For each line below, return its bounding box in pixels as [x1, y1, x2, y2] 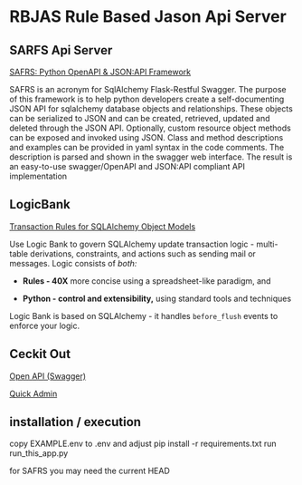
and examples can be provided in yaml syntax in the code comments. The [9, 142, 285, 152]
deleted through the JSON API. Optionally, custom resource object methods [9, 122, 291, 133]
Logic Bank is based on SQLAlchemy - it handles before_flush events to [9, 310, 278, 321]
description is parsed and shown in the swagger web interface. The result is [9, 151, 293, 162]
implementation [9, 170, 68, 181]
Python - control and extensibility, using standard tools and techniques [22, 293, 292, 304]
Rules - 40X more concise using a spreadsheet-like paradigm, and [22, 275, 271, 286]
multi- [256, 238, 278, 249]
